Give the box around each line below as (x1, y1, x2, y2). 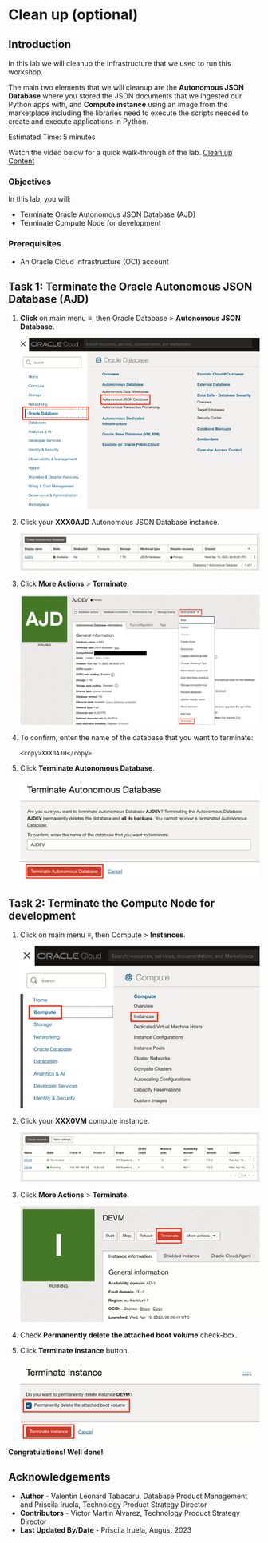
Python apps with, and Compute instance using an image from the (8, 100, 228, 109)
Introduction (8, 38, 72, 51)
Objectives (8, 176, 52, 187)
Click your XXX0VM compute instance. (19, 1116, 150, 1126)
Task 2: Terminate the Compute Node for (8, 896, 215, 910)
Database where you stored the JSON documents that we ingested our (8, 91, 242, 101)
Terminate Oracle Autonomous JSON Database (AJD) (19, 210, 196, 219)
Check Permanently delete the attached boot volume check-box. (19, 1330, 238, 1340)
